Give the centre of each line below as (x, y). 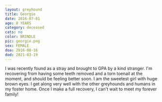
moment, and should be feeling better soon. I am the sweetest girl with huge (81, 79)
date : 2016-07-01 (23, 18)
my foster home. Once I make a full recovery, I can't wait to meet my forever (81, 89)
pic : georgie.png (23, 41)
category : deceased (25, 28)
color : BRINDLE (20, 37)
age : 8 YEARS (18, 23)
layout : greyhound (24, 9)
